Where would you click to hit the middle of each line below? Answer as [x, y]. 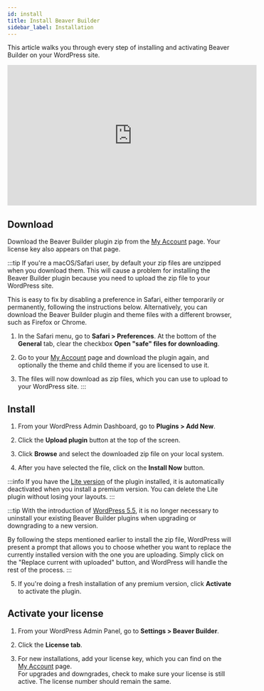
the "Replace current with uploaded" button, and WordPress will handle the [117, 562]
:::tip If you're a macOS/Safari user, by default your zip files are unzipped [114, 263]
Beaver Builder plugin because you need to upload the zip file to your [109, 278]
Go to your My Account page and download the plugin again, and [113, 358]
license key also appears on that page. [64, 249]
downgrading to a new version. [53, 526]
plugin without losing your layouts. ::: [61, 496]
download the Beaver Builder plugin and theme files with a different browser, [120, 315]
